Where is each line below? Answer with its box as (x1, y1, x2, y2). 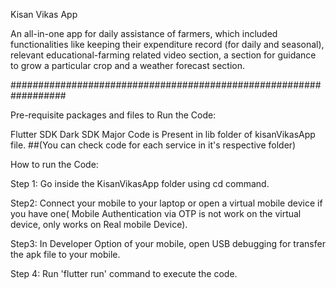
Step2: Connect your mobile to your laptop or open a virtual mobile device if (10, 197, 323, 209)
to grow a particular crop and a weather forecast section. (10, 60, 245, 71)
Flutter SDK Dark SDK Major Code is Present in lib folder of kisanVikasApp (10, 129, 316, 140)
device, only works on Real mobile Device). (10, 219, 188, 230)
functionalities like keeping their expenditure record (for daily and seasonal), (10, 39, 325, 50)
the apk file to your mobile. (10, 249, 121, 260)
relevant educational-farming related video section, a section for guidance (10, 49, 317, 61)
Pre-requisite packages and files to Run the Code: (10, 109, 217, 121)
